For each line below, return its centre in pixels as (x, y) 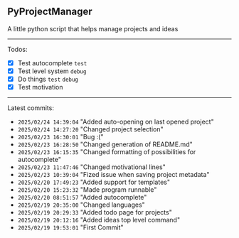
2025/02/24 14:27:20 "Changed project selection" (90, 129)
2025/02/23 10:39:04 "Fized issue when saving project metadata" (113, 175)
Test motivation (40, 87)
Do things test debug (48, 79)
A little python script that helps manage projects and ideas (93, 28)
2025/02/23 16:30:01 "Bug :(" (60, 137)
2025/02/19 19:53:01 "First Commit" (70, 227)
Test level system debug (52, 71)
